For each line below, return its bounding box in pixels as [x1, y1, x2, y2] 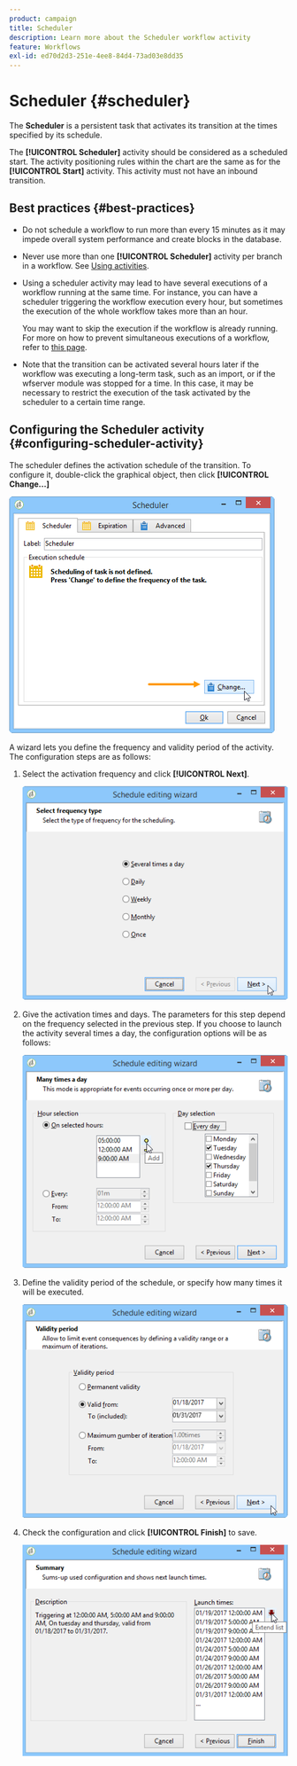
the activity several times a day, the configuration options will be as [21, 1028, 268, 1038]
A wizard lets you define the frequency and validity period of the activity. [9, 741, 274, 753]
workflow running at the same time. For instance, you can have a [21, 286, 258, 297]
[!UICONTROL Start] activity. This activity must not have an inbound [9, 166, 258, 176]
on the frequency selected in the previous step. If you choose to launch [21, 1018, 283, 1028]
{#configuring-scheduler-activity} [9, 436, 204, 451]
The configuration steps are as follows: [9, 751, 152, 762]
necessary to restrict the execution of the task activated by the [21, 387, 251, 398]
